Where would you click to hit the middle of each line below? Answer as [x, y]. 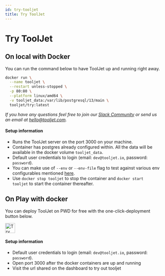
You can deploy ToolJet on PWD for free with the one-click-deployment [78, 211]
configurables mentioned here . [44, 173]
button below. [19, 216]
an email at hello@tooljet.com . [36, 120]
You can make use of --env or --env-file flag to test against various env [86, 168]
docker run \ [18, 77]
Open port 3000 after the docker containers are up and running [77, 263]
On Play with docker [36, 199]
